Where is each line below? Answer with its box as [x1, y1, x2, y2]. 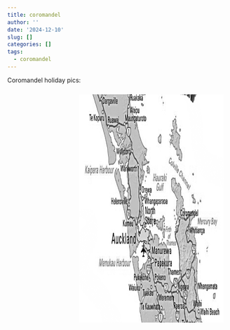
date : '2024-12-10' [7, 26, 65, 33]
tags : [7, 48, 23, 55]
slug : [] [7, 34, 33, 41]
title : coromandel [7, 11, 61, 18]
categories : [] [7, 41, 52, 48]
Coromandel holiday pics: [7, 76, 81, 84]
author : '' [7, 18, 39, 26]
